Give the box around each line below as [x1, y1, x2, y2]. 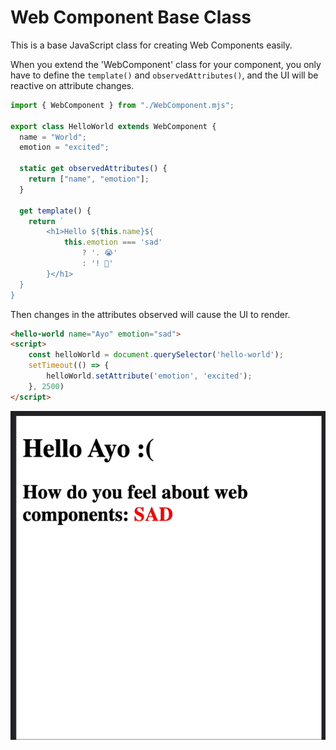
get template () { [19, 206, 92, 216]
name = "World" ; [19, 132, 87, 142]
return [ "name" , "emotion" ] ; [28, 174, 150, 185]
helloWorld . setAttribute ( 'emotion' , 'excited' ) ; [46, 371, 253, 381]
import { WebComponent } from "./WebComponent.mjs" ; [10, 100, 235, 110]
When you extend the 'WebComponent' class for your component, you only [10, 58, 322, 70]
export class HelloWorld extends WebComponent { [10, 121, 217, 131]
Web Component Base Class [10, 6, 252, 29]
